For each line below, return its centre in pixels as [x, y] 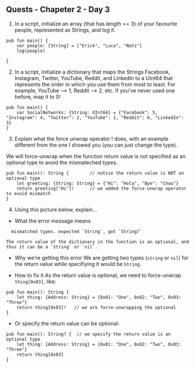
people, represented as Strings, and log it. [65, 30]
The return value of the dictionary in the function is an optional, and [98, 242]
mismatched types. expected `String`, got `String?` [77, 231]
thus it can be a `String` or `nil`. [52, 247]
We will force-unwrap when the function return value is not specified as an [96, 156]
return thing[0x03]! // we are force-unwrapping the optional [96, 307]
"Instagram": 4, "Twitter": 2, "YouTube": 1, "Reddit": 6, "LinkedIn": [95, 117]
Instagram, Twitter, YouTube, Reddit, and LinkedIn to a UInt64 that [94, 78]
